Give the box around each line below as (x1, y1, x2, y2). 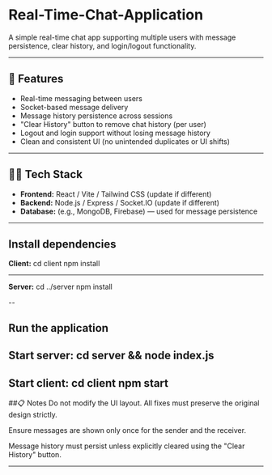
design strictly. (8, 409, 58, 419)
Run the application (8, 321, 109, 335)
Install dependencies (8, 237, 117, 251)
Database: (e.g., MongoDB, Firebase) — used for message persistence (19, 206, 257, 216)
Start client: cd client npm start (8, 376, 168, 390)
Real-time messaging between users (19, 93, 143, 103)
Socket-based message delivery (19, 102, 129, 112)
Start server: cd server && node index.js (8, 349, 215, 363)
